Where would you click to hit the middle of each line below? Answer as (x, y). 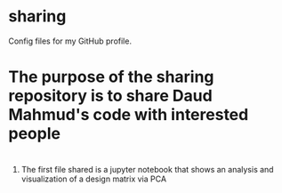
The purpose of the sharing (111, 77)
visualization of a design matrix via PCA (93, 179)
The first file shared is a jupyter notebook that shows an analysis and (147, 170)
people (35, 134)
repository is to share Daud (110, 96)
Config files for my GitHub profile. (70, 41)
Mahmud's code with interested (129, 115)
